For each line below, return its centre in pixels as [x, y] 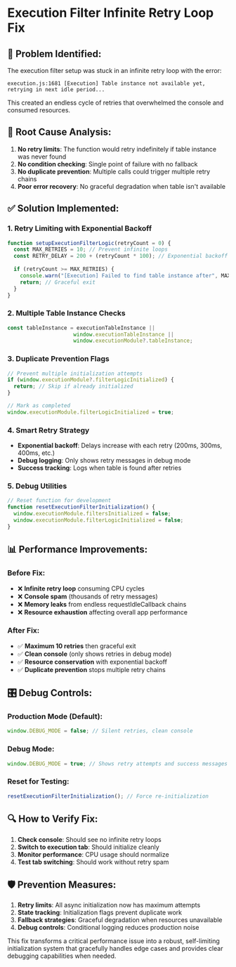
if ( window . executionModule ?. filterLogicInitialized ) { [91, 380]
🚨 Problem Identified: [54, 54]
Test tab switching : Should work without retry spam [93, 862]
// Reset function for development [59, 501]
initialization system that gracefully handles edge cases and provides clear [115, 949]
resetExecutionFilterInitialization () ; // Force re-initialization [108, 796]
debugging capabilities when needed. [62, 956]
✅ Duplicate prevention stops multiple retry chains [92, 669]
